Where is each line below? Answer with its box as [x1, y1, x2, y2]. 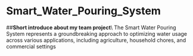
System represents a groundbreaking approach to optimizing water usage [6, 30, 188, 37]
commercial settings [6, 43, 57, 50]
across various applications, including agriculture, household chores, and [6, 36, 186, 43]
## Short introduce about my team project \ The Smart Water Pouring [6, 24, 177, 31]
